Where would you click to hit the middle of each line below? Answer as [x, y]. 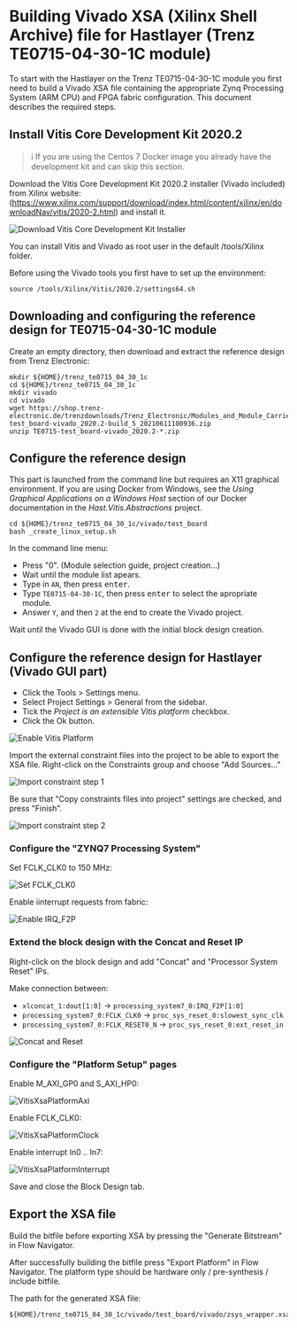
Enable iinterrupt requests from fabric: [79, 902]
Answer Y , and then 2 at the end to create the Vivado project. [133, 612]
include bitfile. [35, 1281]
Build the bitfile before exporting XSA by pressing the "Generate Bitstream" [146, 1235]
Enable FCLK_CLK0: [46, 1118]
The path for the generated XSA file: [75, 1298]
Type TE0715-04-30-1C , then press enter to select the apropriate [140, 594]
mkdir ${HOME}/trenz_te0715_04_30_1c [79, 377]
